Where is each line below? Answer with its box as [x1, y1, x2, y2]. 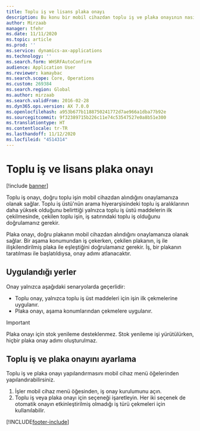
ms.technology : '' [6, 53, 52, 59]
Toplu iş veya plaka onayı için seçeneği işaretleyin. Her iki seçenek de [14, 394, 186, 401]
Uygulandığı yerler [6, 267, 77, 277]
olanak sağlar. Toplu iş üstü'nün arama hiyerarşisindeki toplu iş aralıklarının [6, 200, 189, 207]
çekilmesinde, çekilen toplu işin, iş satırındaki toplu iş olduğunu [6, 213, 161, 220]
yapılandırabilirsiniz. [6, 376, 55, 383]
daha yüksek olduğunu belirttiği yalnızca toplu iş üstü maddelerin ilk [6, 206, 173, 213]
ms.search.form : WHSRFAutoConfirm [6, 59, 92, 65]
